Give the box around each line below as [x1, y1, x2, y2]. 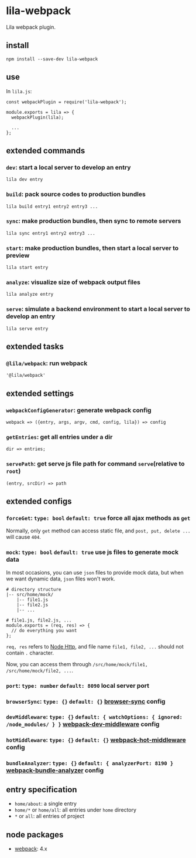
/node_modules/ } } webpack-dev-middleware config [6, 720, 160, 728]
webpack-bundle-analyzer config [6, 766, 104, 775]
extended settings [6, 389, 74, 398]
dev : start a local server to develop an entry [6, 163, 131, 171]
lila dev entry [6, 177, 43, 183]
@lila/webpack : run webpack [6, 359, 88, 367]
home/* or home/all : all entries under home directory [14, 806, 136, 813]
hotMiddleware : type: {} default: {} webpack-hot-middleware [6, 736, 186, 744]
